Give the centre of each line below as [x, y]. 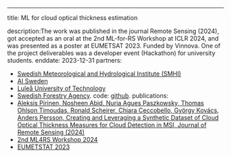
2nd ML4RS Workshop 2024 [57, 139]
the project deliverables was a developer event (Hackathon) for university [111, 53]
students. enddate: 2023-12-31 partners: [65, 60]
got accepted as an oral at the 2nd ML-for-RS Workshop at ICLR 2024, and [113, 38]
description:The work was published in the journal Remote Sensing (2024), [113, 31]
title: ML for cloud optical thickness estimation [73, 18]
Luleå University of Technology [61, 88]
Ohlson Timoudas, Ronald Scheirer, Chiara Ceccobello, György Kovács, [118, 110]
